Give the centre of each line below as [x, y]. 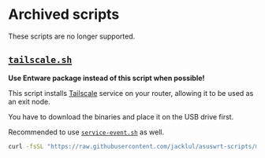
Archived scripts [64, 15]
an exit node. [29, 101]
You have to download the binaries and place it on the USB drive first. [121, 116]
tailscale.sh [40, 60]
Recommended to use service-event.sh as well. [86, 132]
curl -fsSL [26, 146]
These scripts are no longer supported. [72, 36]
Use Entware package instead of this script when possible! [106, 78]
